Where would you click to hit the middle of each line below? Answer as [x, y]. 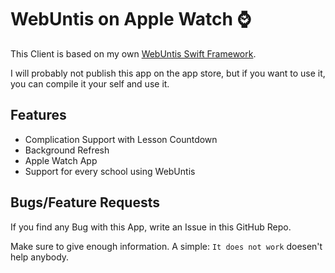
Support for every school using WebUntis [110, 171]
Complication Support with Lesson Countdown [121, 139]
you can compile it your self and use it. [90, 83]
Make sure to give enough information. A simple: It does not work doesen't [166, 246]
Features [38, 115]
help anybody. [40, 257]
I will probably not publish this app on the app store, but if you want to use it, [168, 73]
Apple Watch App [61, 160]
